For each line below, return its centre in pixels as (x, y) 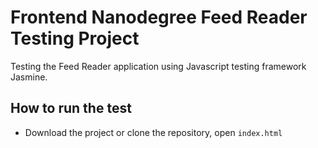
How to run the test (71, 108)
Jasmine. (29, 77)
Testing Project (75, 38)
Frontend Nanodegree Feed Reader (159, 17)
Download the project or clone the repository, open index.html (153, 132)
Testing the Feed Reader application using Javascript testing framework (158, 66)
